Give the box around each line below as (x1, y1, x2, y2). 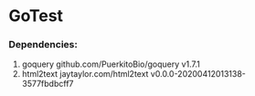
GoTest (8, 5, 64, 27)
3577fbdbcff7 (21, 79, 74, 90)
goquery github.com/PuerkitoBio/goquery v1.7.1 (21, 59, 200, 69)
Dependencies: (8, 38, 79, 51)
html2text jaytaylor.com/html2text (21, 69, 149, 80)
